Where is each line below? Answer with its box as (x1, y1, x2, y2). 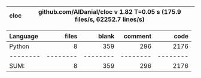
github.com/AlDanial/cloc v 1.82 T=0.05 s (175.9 (38, 8, 181, 16)
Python (9, 42, 30, 50)
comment (123, 32, 151, 40)
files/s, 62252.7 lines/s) (74, 15, 145, 23)
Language (9, 32, 39, 40)
